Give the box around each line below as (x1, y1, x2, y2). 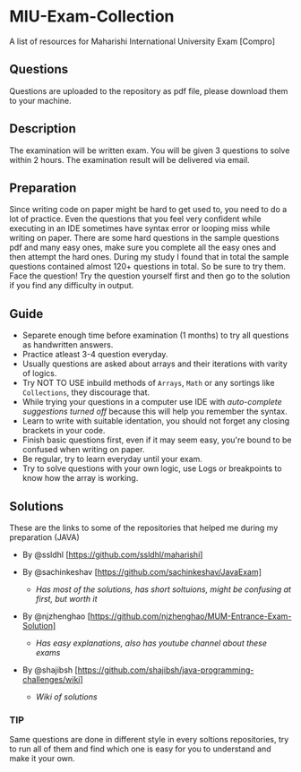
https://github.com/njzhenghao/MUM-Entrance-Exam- (90, 611, 292, 622)
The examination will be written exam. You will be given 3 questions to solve (9, 145, 290, 156)
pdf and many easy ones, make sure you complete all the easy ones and (9, 242, 277, 253)
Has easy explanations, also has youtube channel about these (35, 638, 267, 648)
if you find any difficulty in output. (9, 280, 134, 291)
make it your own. (9, 753, 75, 764)
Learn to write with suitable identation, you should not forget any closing (21, 416, 290, 426)
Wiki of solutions (35, 691, 98, 702)
